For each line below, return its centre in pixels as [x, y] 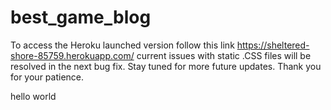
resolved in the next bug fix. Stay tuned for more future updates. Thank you [166, 66]
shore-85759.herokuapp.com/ [72, 55]
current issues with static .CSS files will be [224, 55]
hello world [33, 96]
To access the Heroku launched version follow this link [122, 45]
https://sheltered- [273, 45]
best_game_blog [81, 17]
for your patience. [47, 77]
